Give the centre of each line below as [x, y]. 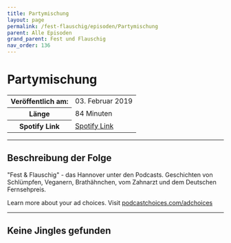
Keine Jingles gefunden [59, 231]
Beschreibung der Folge [59, 158]
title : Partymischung [38, 13]
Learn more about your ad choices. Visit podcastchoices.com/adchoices [110, 202]
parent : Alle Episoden [40, 33]
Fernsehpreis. [27, 189]
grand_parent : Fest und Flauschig [57, 39]
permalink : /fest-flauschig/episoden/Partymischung [82, 26]
